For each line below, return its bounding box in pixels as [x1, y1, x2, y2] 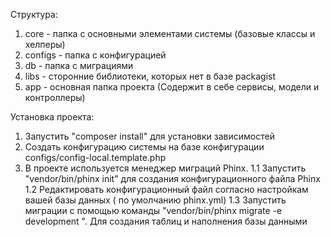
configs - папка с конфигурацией [24, 49, 167, 61]
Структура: [10, 9, 58, 20]
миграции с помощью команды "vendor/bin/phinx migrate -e [24, 205, 283, 216]
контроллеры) [24, 92, 86, 103]
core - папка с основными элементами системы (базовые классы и [24, 28, 316, 39]
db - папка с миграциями [24, 60, 134, 71]
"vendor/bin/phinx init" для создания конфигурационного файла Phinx [24, 173, 321, 184]
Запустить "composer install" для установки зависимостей [24, 130, 275, 142]
